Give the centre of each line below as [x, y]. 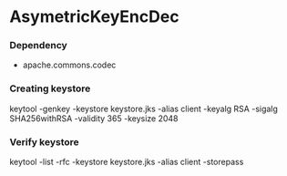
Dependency [39, 46]
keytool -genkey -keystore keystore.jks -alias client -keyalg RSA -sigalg [143, 109]
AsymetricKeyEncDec [94, 17]
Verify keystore [44, 141]
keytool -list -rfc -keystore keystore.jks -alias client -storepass [127, 162]
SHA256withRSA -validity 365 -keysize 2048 [94, 118]
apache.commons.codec [69, 65]
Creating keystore [50, 88]
